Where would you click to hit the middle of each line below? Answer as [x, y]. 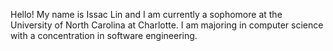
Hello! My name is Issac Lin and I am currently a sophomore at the [146, 14]
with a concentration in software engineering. [104, 35]
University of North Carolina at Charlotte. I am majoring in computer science [167, 25]
